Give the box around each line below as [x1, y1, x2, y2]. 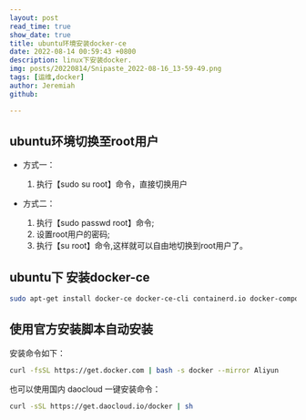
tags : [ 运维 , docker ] [9, 73, 85, 82]
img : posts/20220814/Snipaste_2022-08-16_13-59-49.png [9, 65, 222, 74]
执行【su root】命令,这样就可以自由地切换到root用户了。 [36, 241, 249, 251]
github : [9, 89, 39, 98]
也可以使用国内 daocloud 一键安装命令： [9, 384, 161, 394]
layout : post [9, 13, 59, 23]
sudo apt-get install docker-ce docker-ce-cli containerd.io [9, 294, 247, 303]
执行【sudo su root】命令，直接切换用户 [36, 179, 189, 190]
